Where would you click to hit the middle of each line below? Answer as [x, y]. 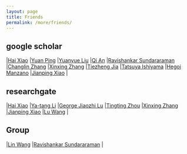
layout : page [22, 11]
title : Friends [25, 17]
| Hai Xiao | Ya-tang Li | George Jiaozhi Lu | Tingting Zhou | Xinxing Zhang [92, 106]
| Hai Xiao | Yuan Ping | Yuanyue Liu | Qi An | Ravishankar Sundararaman [91, 61]
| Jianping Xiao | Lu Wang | [37, 112]
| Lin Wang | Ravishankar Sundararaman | [55, 144]
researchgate [31, 91]
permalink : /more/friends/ [39, 22]
